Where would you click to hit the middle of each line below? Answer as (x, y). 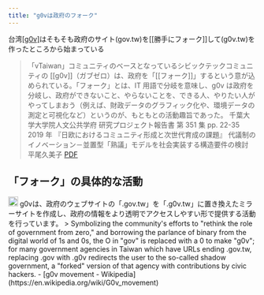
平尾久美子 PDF (53, 154)
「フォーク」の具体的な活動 (76, 182)
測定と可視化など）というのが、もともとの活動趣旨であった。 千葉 (135, 114)
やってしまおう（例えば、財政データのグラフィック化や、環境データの (141, 105)
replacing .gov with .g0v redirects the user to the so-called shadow (117, 257)
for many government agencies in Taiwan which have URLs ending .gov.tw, (130, 248)
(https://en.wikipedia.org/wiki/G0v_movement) (84, 282)
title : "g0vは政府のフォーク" (53, 15)
